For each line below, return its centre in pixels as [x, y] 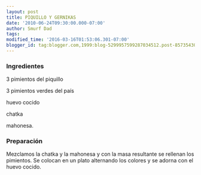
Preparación [25, 141]
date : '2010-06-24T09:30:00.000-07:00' [56, 23]
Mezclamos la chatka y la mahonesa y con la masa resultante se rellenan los [100, 154]
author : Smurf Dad [29, 28]
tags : [13, 34]
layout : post [22, 12]
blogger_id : [21, 46]
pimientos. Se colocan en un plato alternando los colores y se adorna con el [100, 161]
